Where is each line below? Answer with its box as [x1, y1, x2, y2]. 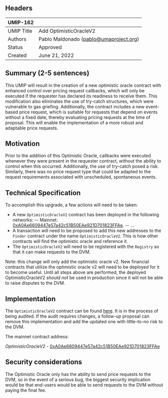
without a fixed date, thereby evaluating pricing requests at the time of [5, 114, 150, 120]
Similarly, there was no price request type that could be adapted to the [5, 169, 151, 175]
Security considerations [5, 358, 82, 366]
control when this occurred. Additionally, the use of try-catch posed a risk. [5, 163, 159, 170]
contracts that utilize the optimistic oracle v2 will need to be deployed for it [5, 264, 159, 270]
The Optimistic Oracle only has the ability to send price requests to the [5, 371, 151, 377]
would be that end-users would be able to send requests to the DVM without [5, 381, 163, 388]
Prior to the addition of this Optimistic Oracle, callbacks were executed [5, 153, 151, 159]
